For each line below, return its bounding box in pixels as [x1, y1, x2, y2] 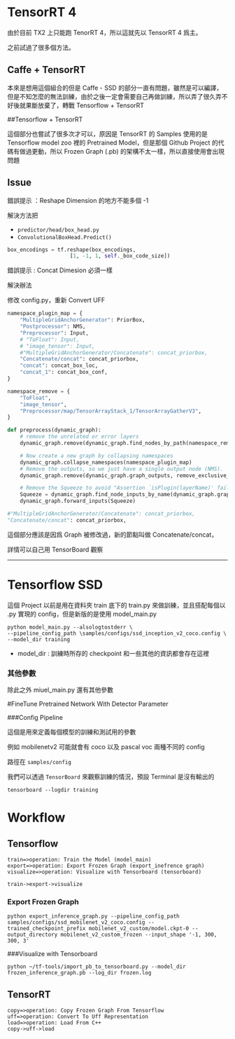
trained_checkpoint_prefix [7, 925, 86, 932]
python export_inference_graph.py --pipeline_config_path [7, 913, 180, 920]
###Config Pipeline [7, 713, 63, 722]
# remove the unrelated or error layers [20, 433, 139, 441]
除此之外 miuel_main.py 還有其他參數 [7, 685, 114, 695]
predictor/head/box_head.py [17, 226, 99, 234]
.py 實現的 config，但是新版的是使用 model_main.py [7, 610, 157, 618]
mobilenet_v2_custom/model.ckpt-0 [88, 925, 190, 932]
